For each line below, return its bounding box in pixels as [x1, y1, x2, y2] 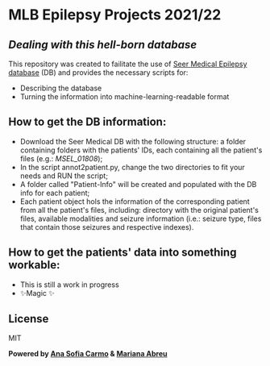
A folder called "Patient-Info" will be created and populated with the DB [19, 179, 257, 189]
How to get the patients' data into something [8, 246, 237, 260]
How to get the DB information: [8, 115, 167, 129]
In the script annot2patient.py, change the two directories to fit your [19, 162, 246, 172]
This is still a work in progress [19, 280, 119, 289]
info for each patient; [19, 188, 90, 198]
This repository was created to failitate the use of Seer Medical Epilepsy [8, 59, 247, 69]
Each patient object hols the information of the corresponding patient [19, 196, 250, 206]
